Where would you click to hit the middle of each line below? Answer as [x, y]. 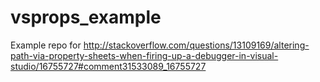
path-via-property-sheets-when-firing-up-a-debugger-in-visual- [144, 55]
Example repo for [46, 45]
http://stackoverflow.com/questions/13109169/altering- [196, 45]
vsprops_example [86, 17]
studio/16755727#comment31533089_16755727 [108, 66]
